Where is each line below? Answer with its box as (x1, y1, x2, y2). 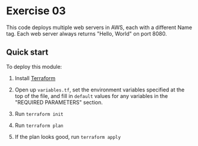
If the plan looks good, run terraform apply (14, 133, 121, 140)
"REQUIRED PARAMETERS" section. (14, 99, 103, 106)
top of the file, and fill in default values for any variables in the (14, 92, 168, 99)
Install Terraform (14, 74, 56, 81)
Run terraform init (14, 110, 64, 117)
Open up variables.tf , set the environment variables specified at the (14, 86, 185, 93)
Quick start (6, 47, 49, 58)
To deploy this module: (6, 63, 62, 70)
